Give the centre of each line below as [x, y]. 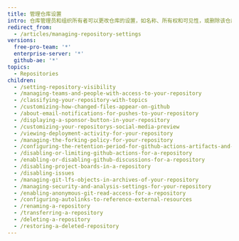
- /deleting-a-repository [52, 220]
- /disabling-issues [44, 173]
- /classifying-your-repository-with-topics [81, 101]
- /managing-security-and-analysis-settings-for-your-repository [113, 186]
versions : [22, 41]
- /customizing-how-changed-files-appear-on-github [92, 107]
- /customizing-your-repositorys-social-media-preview [97, 127]
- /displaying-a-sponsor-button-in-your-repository [92, 120]
